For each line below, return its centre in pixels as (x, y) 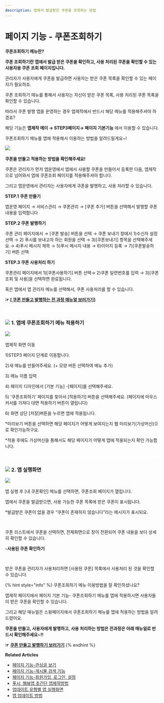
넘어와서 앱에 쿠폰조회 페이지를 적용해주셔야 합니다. (63, 175)
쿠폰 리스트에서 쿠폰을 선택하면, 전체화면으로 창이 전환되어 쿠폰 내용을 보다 (76, 532)
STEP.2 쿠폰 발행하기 (25, 223)
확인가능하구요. (25, 430)
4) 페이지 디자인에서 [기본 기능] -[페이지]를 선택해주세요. (59, 386)
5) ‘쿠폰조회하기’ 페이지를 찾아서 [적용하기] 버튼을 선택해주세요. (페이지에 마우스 (81, 396)
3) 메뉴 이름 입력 (21, 376)
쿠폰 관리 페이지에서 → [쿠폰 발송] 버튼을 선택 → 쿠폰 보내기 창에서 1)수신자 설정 (82, 233)
